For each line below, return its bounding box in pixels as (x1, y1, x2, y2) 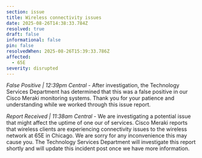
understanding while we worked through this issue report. (6, 101, 151, 108)
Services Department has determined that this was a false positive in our (6, 88, 188, 96)
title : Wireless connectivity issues (6, 15, 102, 21)
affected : (6, 54, 32, 60)
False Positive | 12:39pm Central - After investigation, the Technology (6, 82, 180, 89)
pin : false (6, 43, 34, 49)
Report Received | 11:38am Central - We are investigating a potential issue (6, 113, 191, 120)
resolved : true (6, 25, 45, 32)
